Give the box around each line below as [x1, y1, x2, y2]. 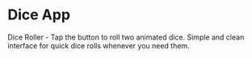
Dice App [7, 6, 70, 24]
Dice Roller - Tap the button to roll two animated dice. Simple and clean [7, 32, 245, 42]
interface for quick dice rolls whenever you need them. [7, 40, 191, 50]
